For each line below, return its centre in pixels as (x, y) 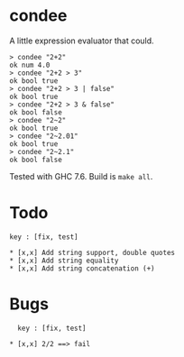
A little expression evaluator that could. (82, 41)
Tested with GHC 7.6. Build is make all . (81, 176)
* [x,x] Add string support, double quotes (92, 252)
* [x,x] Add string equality (64, 261)
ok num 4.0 (30, 65)
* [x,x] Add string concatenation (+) (82, 268)
